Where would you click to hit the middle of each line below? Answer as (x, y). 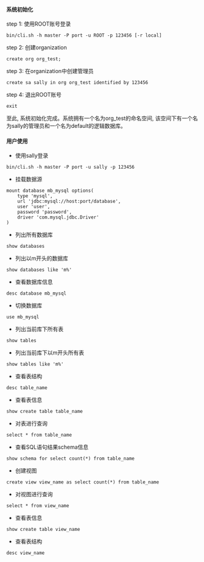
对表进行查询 (31, 424)
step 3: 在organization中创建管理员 (50, 71)
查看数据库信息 (34, 282)
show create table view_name (43, 530)
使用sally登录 (32, 156)
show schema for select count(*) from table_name (71, 459)
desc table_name (27, 388)
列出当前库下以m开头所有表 (50, 353)
